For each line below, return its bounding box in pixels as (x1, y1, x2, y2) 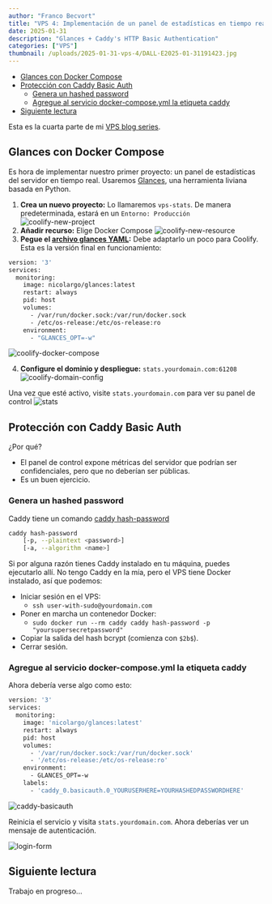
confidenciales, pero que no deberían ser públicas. (19, 467, 190, 476)
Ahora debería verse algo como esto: (8, 680, 132, 690)
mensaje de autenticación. (8, 825, 97, 835)
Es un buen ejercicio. (19, 475, 91, 484)
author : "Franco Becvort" (8, 11, 96, 20)
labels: (23, 779, 49, 787)
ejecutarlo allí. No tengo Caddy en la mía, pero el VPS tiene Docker (8, 568, 232, 578)
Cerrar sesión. (19, 642, 69, 652)
